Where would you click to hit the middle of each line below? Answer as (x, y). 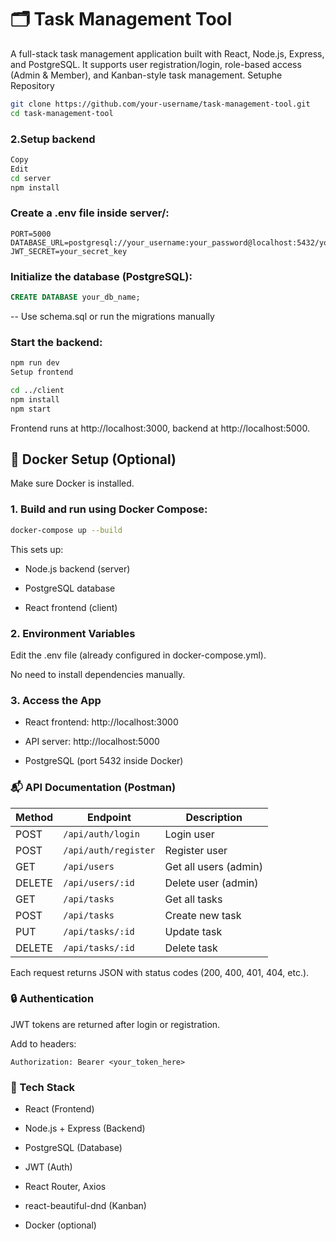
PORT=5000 (31, 234)
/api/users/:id (99, 882)
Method (34, 817)
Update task (193, 931)
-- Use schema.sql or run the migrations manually (112, 316)
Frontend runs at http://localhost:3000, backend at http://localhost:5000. (160, 428)
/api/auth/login (101, 834)
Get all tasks (193, 899)
